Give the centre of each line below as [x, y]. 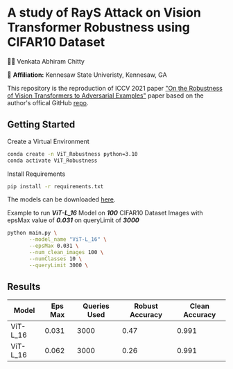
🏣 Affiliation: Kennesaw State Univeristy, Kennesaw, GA [87, 75]
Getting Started [41, 125]
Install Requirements [36, 174]
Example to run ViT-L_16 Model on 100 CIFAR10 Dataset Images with [105, 213]
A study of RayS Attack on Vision [104, 13]
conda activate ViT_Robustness [52, 161]
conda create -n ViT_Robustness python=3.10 [72, 154]
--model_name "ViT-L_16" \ [68, 240]
